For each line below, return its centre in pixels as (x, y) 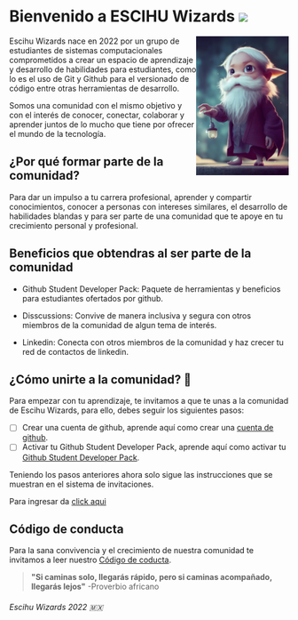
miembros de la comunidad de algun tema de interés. (119, 325)
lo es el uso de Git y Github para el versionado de (99, 78)
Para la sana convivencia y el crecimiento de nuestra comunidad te (132, 551)
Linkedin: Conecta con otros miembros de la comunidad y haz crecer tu (153, 342)
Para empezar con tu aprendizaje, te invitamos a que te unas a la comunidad (149, 401)
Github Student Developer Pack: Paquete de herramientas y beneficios (151, 289)
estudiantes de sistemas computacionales (86, 50)
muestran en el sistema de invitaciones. (82, 484)
